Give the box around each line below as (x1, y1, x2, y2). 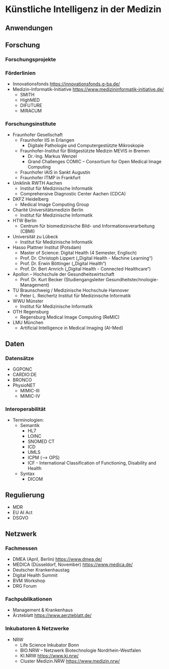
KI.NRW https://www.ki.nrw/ (20, 652, 79, 658)
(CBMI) (20, 228, 35, 234)
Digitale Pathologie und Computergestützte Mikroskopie (27, 142, 144, 148)
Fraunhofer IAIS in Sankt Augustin (20, 169, 91, 175)
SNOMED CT (27, 438, 54, 445)
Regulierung (5, 491, 45, 499)
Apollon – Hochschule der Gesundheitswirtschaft (12, 271, 115, 277)
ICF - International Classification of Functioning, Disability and (27, 460, 156, 466)
